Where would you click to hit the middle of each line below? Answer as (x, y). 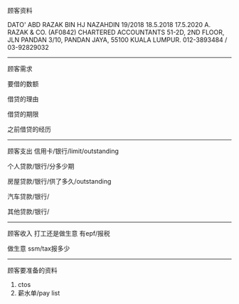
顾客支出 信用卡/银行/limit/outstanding (63, 151)
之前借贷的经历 (29, 129)
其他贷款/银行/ (28, 211)
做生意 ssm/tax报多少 (39, 248)
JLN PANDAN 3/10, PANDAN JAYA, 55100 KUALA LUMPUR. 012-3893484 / (117, 40)
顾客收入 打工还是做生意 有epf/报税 (59, 233)
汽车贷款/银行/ (28, 196)
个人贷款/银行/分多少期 (41, 166)
